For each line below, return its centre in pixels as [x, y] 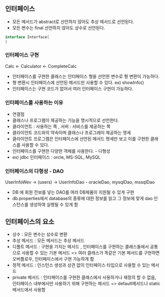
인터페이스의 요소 [30, 222]
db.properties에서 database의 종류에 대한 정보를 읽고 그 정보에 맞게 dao [82, 199]
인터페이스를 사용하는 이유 [34, 102]
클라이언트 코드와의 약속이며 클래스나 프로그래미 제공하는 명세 [72, 133]
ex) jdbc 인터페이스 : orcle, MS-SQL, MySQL [56, 157]
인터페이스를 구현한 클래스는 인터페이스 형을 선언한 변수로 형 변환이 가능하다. [86, 76]
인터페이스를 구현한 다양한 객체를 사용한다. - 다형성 [61, 151]
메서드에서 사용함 [29, 290]
